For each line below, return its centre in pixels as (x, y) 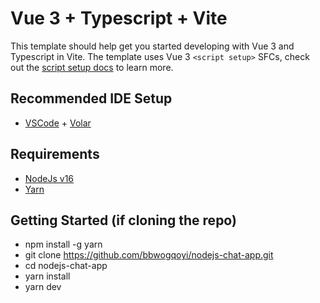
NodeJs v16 (49, 178)
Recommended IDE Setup (91, 98)
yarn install (47, 276)
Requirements (55, 154)
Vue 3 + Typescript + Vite (119, 18)
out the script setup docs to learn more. (92, 67)
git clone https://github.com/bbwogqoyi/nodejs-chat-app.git (149, 255)
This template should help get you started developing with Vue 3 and (152, 46)
